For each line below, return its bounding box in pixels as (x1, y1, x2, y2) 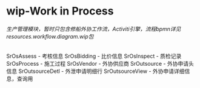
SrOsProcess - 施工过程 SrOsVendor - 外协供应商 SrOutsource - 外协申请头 (6, 60, 194, 68)
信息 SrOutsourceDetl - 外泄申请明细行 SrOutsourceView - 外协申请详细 (6, 68, 185, 75)
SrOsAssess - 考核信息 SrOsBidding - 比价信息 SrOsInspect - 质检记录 (6, 52, 182, 60)
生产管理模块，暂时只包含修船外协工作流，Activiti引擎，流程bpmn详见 (6, 25, 181, 33)
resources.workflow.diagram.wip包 (6, 33, 94, 40)
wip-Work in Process (6, 4, 114, 18)
